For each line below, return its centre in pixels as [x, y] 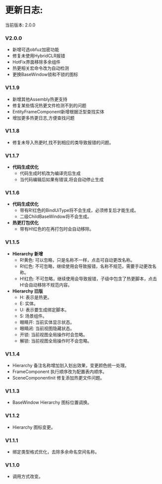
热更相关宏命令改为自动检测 [41, 68]
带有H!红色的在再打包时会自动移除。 [57, 229]
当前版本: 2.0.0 [20, 25]
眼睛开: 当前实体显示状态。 [47, 322]
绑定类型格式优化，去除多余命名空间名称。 [56, 452]
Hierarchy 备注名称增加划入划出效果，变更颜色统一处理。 [71, 366]
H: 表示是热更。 [36, 297]
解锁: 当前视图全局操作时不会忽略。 [56, 341]
